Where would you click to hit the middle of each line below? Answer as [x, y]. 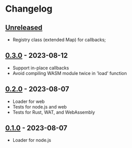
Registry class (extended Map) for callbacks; [59, 40]
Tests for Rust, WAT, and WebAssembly [54, 112]
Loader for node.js [32, 140]
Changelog [29, 9]
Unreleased [24, 28]
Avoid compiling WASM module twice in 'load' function [70, 73]
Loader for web [29, 101]
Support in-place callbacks [41, 68]
